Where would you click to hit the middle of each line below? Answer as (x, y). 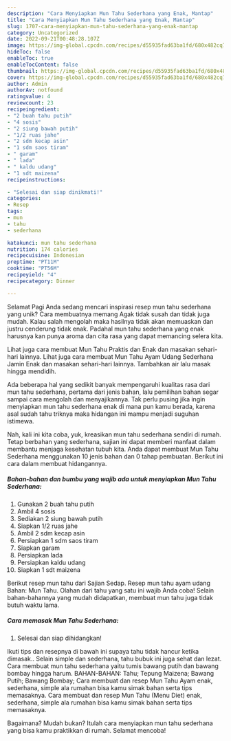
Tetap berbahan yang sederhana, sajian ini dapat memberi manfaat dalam (112, 441)
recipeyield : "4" (32, 275)
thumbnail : (23, 71)
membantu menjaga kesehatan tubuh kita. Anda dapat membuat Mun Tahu (113, 449)
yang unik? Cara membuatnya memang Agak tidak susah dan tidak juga (108, 314)
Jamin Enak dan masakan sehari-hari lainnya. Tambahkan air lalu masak (109, 364)
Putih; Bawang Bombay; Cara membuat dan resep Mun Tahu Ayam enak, (110, 681)
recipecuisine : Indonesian (46, 256)
